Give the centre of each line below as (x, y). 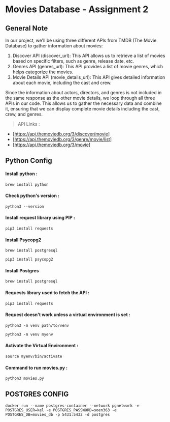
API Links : (29, 124)
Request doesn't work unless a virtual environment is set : (68, 315)
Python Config (29, 161)
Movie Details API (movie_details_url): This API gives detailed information (89, 77)
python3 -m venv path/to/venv (37, 325)
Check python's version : (32, 196)
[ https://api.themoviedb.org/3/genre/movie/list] (62, 139)
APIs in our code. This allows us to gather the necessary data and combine (83, 103)
